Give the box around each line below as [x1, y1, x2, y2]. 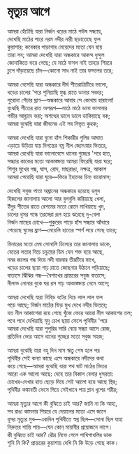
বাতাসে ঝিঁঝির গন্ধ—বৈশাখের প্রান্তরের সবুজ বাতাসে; [7, 271, 106, 279]
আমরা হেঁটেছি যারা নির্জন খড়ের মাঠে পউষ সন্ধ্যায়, [7, 27, 103, 35]
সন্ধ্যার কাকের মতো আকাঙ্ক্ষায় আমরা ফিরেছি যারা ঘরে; [7, 157, 113, 165]
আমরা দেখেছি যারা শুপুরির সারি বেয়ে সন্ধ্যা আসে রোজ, [7, 324, 112, 333]
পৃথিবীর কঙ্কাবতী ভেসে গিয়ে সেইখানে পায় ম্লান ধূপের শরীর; [7, 385, 119, 393]
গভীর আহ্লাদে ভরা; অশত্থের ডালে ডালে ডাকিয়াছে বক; [7, 112, 110, 120]
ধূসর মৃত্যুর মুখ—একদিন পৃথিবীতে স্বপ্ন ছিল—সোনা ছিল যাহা [7, 415, 124, 423]
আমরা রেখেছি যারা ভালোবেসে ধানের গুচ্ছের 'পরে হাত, [7, 149, 112, 157]
